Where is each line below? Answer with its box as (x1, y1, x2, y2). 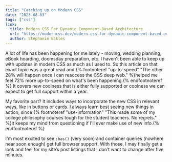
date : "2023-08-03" (5, 12, 47, 17)
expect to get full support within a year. (5, 88, 88, 94)
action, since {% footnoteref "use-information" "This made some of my (5, 109, 156, 115)
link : (5, 22, 17, 27)
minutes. (5, 152, 24, 158)
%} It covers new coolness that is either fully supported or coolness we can (5, 83, 165, 89)
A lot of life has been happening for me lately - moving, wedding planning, (5, 50, 162, 56)
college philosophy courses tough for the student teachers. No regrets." (5, 114, 157, 120)
